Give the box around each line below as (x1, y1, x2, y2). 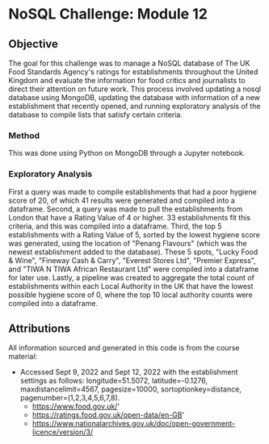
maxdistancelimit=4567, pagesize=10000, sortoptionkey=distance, (19, 384, 242, 394)
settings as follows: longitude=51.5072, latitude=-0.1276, (19, 376, 208, 386)
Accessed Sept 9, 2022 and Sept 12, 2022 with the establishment (19, 367, 238, 377)
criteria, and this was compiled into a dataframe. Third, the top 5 (8, 221, 222, 231)
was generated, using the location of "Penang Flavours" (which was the (8, 238, 248, 248)
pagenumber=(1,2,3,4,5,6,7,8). (19, 393, 120, 403)
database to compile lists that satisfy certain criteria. (8, 110, 183, 119)
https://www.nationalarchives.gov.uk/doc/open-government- (32, 419, 236, 429)
